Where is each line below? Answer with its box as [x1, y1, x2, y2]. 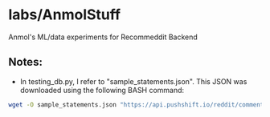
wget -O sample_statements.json [8, 100, 117, 109]
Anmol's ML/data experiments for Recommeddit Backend [8, 32, 198, 42]
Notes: [8, 55, 43, 69]
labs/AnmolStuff [8, 6, 121, 24]
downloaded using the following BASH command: [19, 85, 185, 95]
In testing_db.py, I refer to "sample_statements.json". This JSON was [19, 76, 247, 86]
